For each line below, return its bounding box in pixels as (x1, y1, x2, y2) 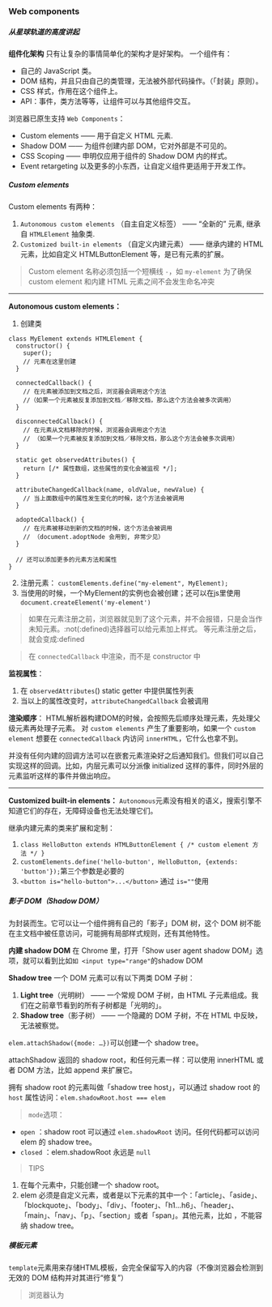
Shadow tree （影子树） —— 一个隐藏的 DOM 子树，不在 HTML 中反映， (19, 1010, 262, 1020)
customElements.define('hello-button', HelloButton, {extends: (19, 857, 239, 866)
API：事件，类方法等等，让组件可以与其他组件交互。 (19, 96, 196, 106)
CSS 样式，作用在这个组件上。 (19, 86, 122, 96)
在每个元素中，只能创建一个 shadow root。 (19, 1180, 164, 1190)
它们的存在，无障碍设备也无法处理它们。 (22, 805, 158, 815)
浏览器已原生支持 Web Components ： (8, 113, 125, 123)
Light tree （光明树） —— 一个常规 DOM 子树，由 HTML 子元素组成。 (19, 990, 252, 1000)
